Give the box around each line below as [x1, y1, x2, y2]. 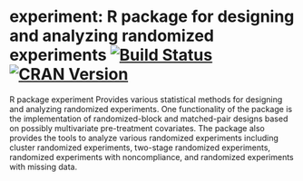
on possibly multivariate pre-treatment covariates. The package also [9, 122, 265, 133]
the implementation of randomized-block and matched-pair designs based [9, 113, 288, 124]
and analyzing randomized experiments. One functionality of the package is [9, 103, 293, 114]
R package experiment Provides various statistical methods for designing [9, 93, 283, 105]
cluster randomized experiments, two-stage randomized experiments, [9, 142, 270, 153]
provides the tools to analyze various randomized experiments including [9, 132, 279, 143]
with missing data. [9, 161, 78, 172]
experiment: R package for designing [9, 6, 295, 27]
